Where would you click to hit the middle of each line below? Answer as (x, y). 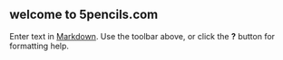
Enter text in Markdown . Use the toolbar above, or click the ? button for (142, 36)
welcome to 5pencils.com (84, 15)
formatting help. (39, 46)
